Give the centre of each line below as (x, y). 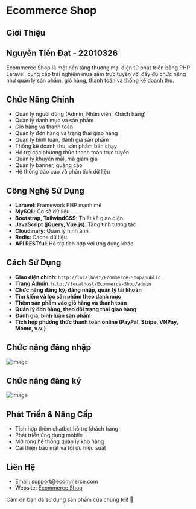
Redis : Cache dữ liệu (41, 237)
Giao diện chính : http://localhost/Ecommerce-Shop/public (88, 277)
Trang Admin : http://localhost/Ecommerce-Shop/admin (83, 283)
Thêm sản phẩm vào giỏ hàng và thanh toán (71, 303)
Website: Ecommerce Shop (49, 488)
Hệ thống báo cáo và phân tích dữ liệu (62, 172)
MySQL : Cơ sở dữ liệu (42, 212)
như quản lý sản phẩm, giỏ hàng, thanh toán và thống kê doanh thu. (90, 81)
